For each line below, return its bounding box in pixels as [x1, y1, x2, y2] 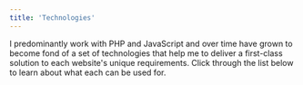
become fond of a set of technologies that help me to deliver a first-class [9, 47, 284, 59]
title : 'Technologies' [9, 13, 96, 23]
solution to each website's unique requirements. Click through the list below [9, 57, 294, 68]
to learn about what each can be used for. [9, 67, 167, 78]
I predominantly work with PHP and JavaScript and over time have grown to [9, 38, 293, 49]
